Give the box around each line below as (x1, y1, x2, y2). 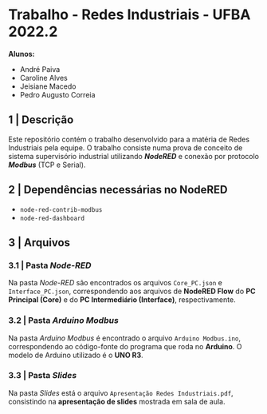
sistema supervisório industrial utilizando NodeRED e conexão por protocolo (8, 151, 259, 161)
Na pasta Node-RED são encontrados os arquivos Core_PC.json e (8, 278, 223, 288)
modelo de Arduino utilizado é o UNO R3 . (8, 350, 143, 360)
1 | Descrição (8, 113, 74, 127)
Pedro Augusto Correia (19, 90, 96, 99)
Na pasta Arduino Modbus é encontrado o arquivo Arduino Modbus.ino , (8, 333, 241, 343)
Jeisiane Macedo (19, 82, 77, 91)
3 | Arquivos (8, 236, 70, 249)
